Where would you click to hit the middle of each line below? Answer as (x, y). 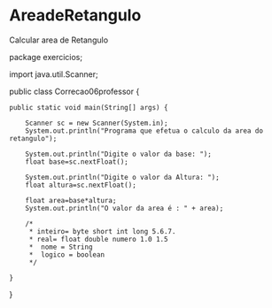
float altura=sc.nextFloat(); (81, 185)
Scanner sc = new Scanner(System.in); (97, 123)
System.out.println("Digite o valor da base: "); (119, 154)
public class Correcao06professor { (74, 91)
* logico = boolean (66, 254)
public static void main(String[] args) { (89, 107)
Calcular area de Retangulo (59, 40)
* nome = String (61, 247)
